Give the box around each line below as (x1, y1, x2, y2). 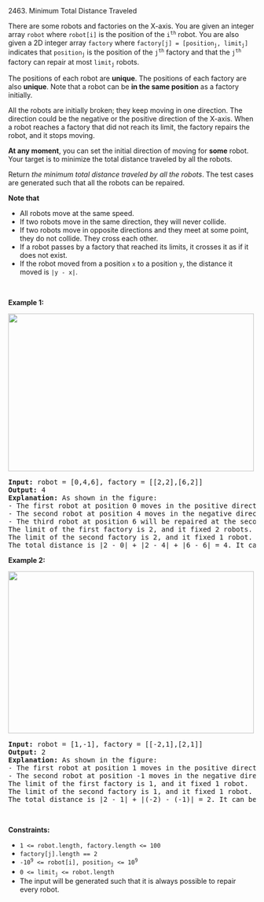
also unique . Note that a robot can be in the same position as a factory (8, 82, 240, 91)
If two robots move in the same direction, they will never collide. (19, 217, 226, 226)
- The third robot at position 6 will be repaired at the (8, 517, 236, 526)
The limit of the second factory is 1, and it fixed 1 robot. (8, 787, 253, 796)
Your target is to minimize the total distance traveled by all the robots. (8, 155, 233, 164)
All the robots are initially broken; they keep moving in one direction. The (8, 106, 243, 115)
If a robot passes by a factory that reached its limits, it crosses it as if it (19, 242, 249, 252)
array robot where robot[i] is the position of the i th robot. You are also (8, 30, 240, 39)
